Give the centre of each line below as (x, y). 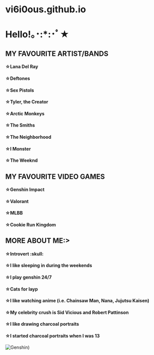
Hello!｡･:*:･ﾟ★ (37, 35)
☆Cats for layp (22, 289)
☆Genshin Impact (25, 190)
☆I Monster (18, 149)
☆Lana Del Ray (22, 67)
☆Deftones (18, 78)
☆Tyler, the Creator (27, 102)
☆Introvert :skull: (24, 254)
